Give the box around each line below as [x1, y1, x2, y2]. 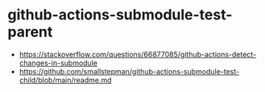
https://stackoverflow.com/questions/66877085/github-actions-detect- [19, 49, 257, 59]
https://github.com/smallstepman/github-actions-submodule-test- [19, 66, 239, 76]
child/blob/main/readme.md [19, 75, 112, 85]
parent [7, 23, 53, 41]
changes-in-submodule [19, 58, 98, 68]
